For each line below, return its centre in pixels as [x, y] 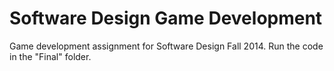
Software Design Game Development [166, 18]
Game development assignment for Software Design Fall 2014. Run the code [166, 46]
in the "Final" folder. [50, 56]
